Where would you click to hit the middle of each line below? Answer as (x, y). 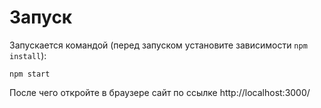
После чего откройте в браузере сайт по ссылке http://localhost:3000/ (160, 92)
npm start (30, 74)
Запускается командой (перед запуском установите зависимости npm (158, 45)
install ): (28, 55)
